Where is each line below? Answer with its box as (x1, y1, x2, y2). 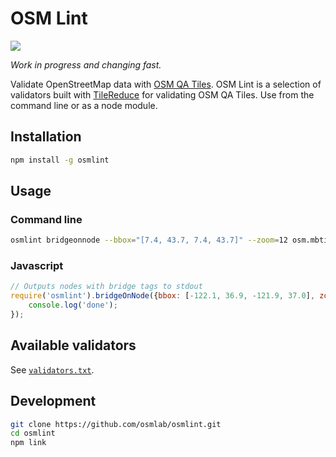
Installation (10, 128, 82, 146)
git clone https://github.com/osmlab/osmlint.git (10, 419, 222, 429)
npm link (10, 438, 47, 448)
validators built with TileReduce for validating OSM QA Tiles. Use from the (10, 88, 315, 101)
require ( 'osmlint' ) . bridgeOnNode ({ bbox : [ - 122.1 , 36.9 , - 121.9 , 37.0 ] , (10, 291, 316, 301)
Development (10, 393, 97, 410)
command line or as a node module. (10, 99, 158, 111)
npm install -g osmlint (10, 155, 110, 165)
